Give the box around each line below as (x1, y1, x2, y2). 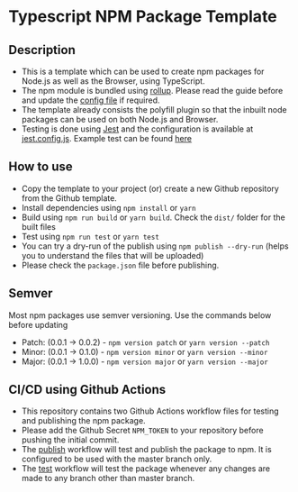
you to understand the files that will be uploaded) (21, 250, 204, 260)
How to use (8, 159, 73, 175)
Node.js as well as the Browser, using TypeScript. (21, 76, 205, 87)
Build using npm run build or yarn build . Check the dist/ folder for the (21, 212, 285, 223)
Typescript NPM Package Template (8, 6, 278, 27)
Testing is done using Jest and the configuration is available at (21, 123, 254, 134)
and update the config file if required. (21, 95, 160, 105)
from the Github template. (21, 192, 118, 204)
